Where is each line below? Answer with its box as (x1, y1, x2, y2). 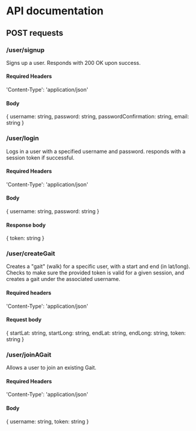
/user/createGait (6, 249, 55, 258)
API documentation (6, 4, 104, 18)
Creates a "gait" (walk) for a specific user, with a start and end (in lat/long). (6, 263, 191, 270)
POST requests (6, 28, 64, 38)
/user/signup (6, 46, 45, 54)
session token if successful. (6, 154, 74, 161)
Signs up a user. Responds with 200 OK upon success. (6, 59, 141, 66)
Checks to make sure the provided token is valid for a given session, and (6, 269, 185, 276)
